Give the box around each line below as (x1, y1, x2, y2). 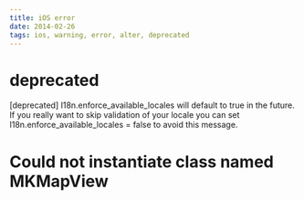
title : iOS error (9, 13, 76, 23)
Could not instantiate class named (9, 152, 274, 172)
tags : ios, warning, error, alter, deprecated (9, 30, 190, 39)
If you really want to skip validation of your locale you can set (9, 110, 240, 121)
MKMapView (9, 171, 110, 192)
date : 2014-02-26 (9, 22, 76, 31)
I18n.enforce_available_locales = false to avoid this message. (9, 120, 238, 131)
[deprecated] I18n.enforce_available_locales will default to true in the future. (9, 100, 295, 111)
